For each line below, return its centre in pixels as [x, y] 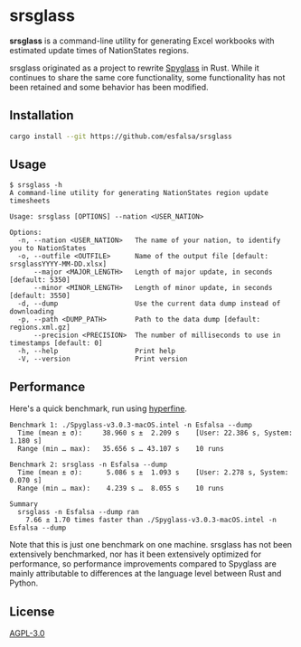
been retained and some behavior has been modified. [109, 87]
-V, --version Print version [103, 359]
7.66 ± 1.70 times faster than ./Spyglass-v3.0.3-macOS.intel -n [151, 520]
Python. [24, 583]
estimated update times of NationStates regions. [99, 50]
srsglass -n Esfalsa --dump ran [79, 512]
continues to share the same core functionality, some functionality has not [147, 77]
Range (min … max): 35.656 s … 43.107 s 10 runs [121, 449]
